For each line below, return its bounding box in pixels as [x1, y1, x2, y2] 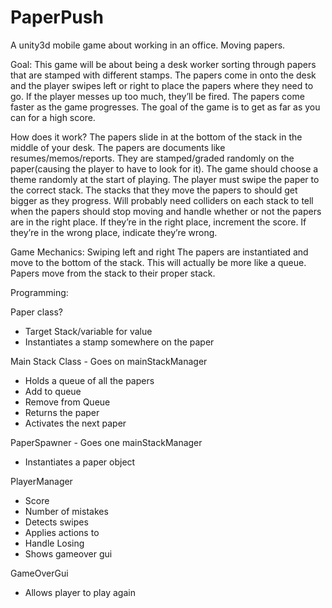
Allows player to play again [24, 586, 136, 598]
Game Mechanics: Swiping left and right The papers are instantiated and [10, 246, 309, 258]
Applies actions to [24, 526, 100, 538]
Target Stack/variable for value [24, 325, 153, 337]
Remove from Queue [24, 396, 111, 408]
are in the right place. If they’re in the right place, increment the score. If [10, 216, 307, 228]
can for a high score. [10, 111, 96, 123]
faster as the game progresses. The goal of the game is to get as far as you [10, 101, 321, 113]
